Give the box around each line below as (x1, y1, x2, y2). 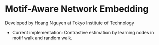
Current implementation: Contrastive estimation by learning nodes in (12, 29, 154, 35)
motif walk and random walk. (12, 35, 73, 41)
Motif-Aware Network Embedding (5, 3, 149, 15)
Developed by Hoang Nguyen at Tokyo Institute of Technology (5, 20, 134, 26)
